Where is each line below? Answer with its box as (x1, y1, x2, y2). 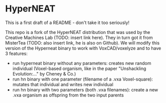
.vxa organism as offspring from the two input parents (12, 92, 124, 98)
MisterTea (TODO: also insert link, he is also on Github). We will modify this (5, 39, 159, 45)
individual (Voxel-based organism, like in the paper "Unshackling (12, 65, 146, 71)
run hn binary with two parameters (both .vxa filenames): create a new (12, 86, 158, 92)
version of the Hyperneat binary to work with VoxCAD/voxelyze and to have (5, 45, 161, 51)
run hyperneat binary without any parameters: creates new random (12, 60, 151, 66)
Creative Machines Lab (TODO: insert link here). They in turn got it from (5, 34, 153, 40)
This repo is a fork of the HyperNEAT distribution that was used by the (5, 29, 150, 35)
